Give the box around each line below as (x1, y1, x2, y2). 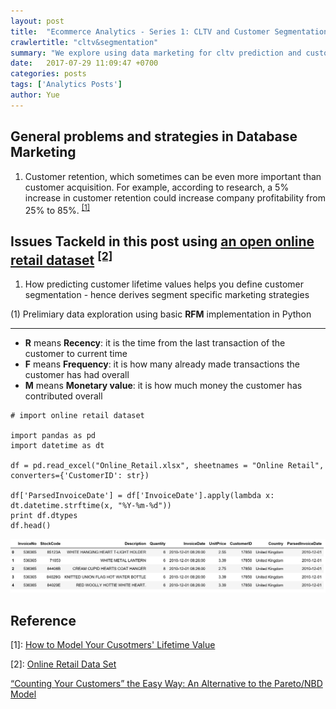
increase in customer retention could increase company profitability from (24, 191, 326, 204)
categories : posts (10, 69, 87, 79)
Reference (10, 612, 77, 629)
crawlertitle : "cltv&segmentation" (10, 37, 159, 47)
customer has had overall (24, 369, 130, 381)
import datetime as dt (10, 441, 105, 451)
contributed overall (24, 390, 103, 402)
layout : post (10, 16, 65, 26)
